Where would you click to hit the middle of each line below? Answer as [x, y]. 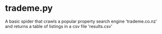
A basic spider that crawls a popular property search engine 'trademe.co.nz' [81, 21]
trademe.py [29, 8]
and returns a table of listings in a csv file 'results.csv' [59, 26]
